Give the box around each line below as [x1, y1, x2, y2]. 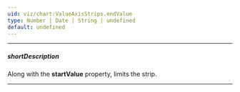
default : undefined [7, 23, 66, 30]
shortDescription [7, 52, 59, 60]
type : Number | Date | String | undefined [7, 17, 136, 24]
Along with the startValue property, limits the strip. [7, 70, 157, 79]
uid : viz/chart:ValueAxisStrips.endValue [7, 10, 133, 18]
